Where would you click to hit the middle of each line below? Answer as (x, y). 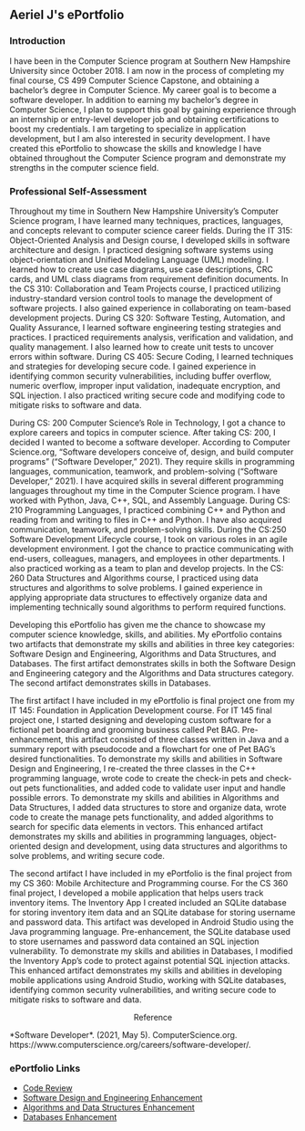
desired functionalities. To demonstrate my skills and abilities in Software (146, 759)
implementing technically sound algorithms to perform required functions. (148, 607)
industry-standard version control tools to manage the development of (141, 298)
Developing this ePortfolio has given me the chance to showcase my (137, 624)
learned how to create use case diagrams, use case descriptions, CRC (141, 269)
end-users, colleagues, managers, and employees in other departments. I (147, 558)
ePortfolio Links (45, 1068)
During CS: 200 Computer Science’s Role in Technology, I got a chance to (147, 423)
